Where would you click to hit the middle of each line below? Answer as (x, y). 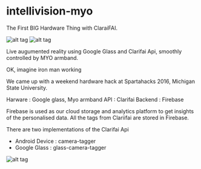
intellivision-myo (50, 11)
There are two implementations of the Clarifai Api (68, 129)
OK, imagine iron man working (44, 69)
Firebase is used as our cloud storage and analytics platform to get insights (100, 111)
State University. (27, 88)
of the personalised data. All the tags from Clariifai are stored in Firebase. (98, 118)
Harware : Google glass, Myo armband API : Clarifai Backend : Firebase (95, 99)
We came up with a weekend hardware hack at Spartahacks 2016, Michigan (101, 81)
